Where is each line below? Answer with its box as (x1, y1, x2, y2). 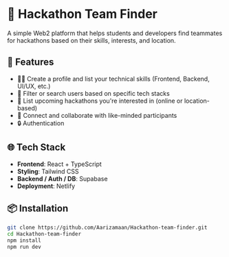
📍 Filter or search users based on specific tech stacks (17, 89, 170, 97)
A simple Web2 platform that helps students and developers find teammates (7, 29, 223, 37)
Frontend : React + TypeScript (17, 160, 102, 168)
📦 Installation (7, 203, 69, 214)
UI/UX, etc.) (17, 82, 51, 90)
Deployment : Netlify (17, 182, 76, 190)
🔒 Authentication (17, 119, 65, 127)
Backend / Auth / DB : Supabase (17, 174, 108, 183)
